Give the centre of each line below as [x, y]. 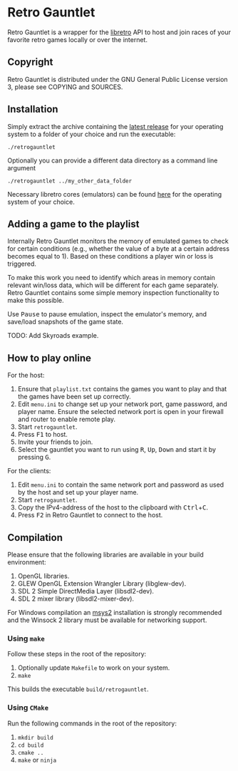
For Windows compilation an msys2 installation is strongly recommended [115, 612]
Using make [26, 638]
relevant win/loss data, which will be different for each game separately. [113, 285]
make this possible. [36, 301]
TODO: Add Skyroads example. [53, 336]
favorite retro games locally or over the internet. [78, 39]
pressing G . [34, 457]
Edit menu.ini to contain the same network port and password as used [121, 485]
